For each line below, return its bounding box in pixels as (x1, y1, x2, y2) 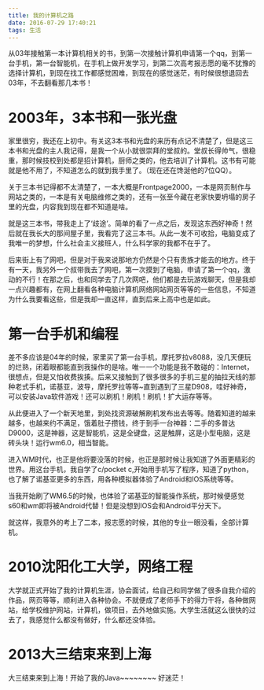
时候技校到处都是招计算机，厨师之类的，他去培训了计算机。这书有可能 (28, 156, 256, 165)
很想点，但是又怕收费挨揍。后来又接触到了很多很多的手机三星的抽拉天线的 (8, 372, 249, 382)
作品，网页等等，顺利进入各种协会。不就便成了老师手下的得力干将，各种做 (8, 596, 249, 605)
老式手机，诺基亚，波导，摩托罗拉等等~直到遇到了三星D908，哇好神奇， (14, 382, 251, 392)
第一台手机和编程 (8, 325, 119, 343)
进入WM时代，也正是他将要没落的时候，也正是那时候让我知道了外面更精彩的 (8, 455, 255, 464)
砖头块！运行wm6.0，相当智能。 (8, 438, 113, 448)
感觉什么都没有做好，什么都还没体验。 (35, 615, 159, 625)
